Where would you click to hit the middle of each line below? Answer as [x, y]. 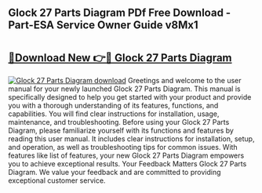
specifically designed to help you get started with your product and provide [130, 97]
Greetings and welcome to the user [185, 80]
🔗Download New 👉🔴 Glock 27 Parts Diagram [120, 58]
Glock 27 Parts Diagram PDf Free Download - [120, 13]
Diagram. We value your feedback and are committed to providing [115, 172]
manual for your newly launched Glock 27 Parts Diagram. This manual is [124, 89]
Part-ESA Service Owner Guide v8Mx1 [103, 25]
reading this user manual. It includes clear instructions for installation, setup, [131, 139]
